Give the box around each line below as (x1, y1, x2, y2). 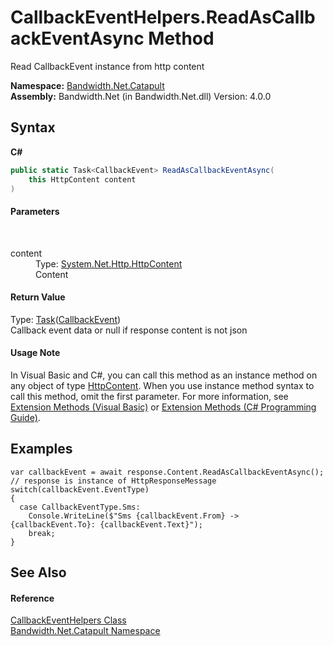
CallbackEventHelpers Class (10, 614, 127, 626)
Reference (10, 592, 55, 604)
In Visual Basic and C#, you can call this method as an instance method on (10, 369, 318, 381)
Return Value (10, 291, 66, 303)
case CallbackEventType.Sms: (19, 502, 141, 512)
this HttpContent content (28, 174, 137, 185)
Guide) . (10, 411, 41, 423)
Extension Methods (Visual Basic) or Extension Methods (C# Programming (10, 401, 317, 413)
